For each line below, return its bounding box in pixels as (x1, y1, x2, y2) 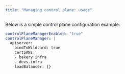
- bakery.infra (14, 55, 47, 60)
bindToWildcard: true (14, 45, 60, 51)
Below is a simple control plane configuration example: (5, 21, 120, 27)
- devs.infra (14, 59, 42, 64)
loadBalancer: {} (14, 64, 52, 69)
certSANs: (14, 50, 36, 55)
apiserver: (10, 41, 33, 46)
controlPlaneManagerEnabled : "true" (5, 31, 83, 36)
